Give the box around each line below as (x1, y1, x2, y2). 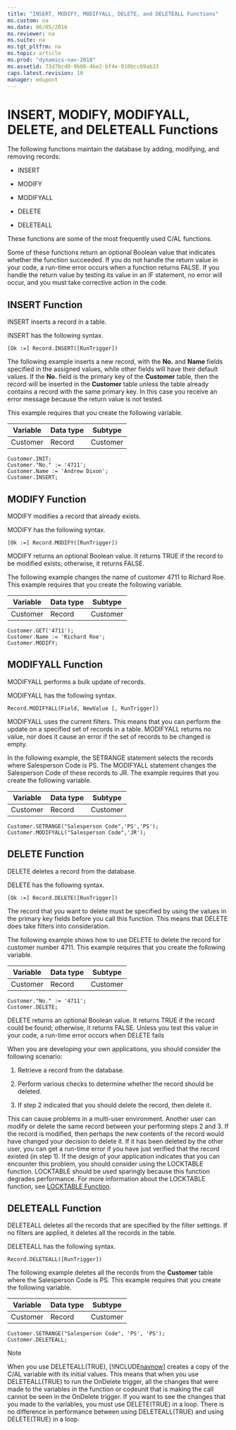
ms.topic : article (7, 50, 61, 57)
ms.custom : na (7, 17, 49, 24)
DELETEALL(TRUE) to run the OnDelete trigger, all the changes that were (7, 1378, 218, 1386)
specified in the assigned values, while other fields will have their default (7, 365, 218, 373)
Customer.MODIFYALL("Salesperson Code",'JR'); (7, 828, 147, 836)
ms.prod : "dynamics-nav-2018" (7, 57, 97, 64)
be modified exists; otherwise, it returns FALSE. (7, 559, 145, 568)
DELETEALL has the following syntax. (7, 1242, 116, 1251)
